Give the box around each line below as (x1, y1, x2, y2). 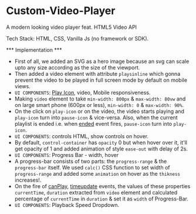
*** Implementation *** (6, 46, 62, 53)
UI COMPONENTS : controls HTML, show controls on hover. (14, 132, 149, 139)
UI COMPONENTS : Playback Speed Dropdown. (14, 201, 119, 208)
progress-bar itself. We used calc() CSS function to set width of (14, 163, 170, 171)
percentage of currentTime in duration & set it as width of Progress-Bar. (14, 195, 189, 202)
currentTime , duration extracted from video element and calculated (14, 189, 178, 196)
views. (14, 82, 31, 89)
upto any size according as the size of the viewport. (14, 63, 140, 71)
